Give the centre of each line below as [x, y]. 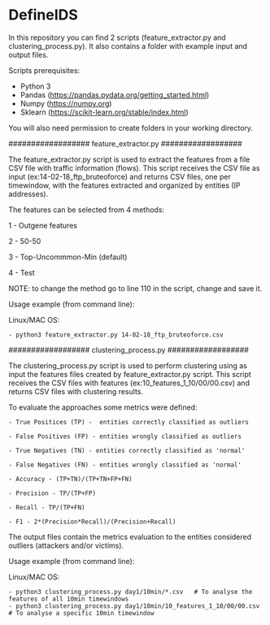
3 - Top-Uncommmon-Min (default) [68, 257]
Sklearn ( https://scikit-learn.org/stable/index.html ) [104, 112]
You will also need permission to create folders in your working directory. [131, 128]
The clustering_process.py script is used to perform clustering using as [128, 365]
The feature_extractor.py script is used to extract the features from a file [129, 159]
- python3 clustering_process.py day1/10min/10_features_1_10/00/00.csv [134, 606]
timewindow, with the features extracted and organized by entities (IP [125, 185]
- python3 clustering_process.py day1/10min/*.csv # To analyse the [131, 592]
